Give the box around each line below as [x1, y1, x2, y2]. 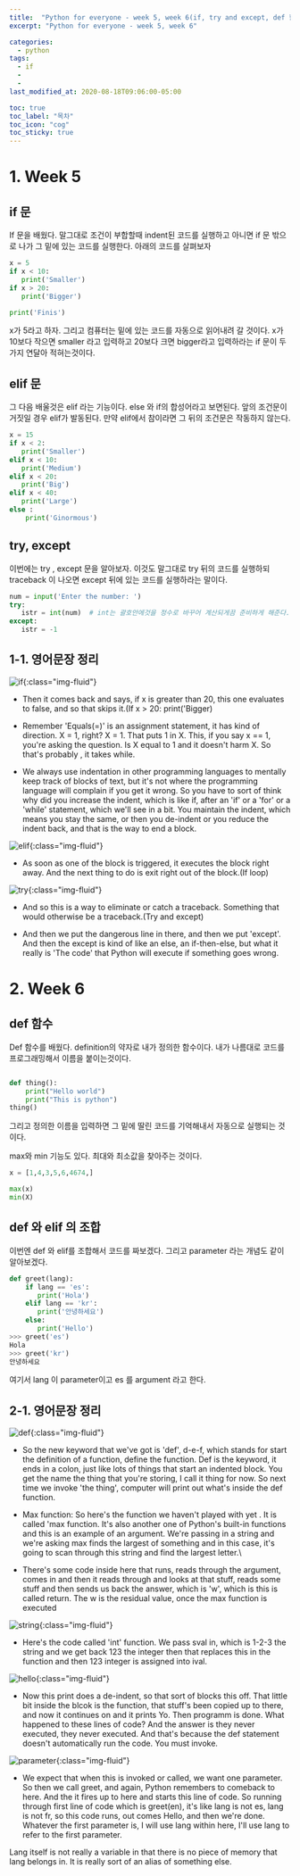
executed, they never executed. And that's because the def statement [21, 1729, 279, 1739]
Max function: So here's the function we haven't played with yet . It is [21, 1509, 277, 1520]
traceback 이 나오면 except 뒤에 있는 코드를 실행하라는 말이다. [9, 574, 228, 585]
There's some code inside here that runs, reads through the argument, [21, 1565, 281, 1575]
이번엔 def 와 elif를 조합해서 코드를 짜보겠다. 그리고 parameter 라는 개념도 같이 [9, 1245, 285, 1256]
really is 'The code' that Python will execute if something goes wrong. [21, 947, 279, 958]
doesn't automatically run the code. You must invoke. [21, 1738, 219, 1749]
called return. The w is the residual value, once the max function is [21, 1593, 268, 1604]
